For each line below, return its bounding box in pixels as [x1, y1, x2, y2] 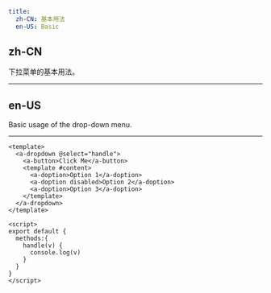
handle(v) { [23, 241, 63, 250]
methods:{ [15, 234, 48, 243]
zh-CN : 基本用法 [15, 14, 66, 23]
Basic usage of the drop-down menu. [8, 120, 132, 130]
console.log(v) [29, 249, 81, 257]
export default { [8, 228, 67, 236]
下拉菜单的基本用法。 [8, 67, 79, 76]
